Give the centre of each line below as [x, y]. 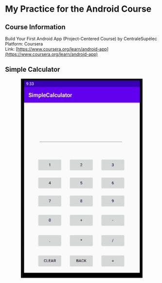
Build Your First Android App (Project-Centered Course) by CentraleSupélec [81, 39]
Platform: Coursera [24, 44]
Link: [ [11, 49]
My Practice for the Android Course [78, 9]
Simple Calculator [33, 70]
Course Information [35, 27]
